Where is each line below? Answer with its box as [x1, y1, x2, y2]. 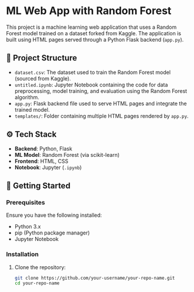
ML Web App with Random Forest [6, 4, 172, 18]
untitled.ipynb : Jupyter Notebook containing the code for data [14, 81, 168, 88]
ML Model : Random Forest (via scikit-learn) [14, 151, 120, 158]
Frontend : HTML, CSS [14, 157, 69, 165]
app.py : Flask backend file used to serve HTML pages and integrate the [14, 100, 187, 107]
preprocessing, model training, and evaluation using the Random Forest [14, 87, 188, 95]
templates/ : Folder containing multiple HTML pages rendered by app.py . [14, 112, 189, 119]
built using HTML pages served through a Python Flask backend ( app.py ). [6, 36, 184, 43]
